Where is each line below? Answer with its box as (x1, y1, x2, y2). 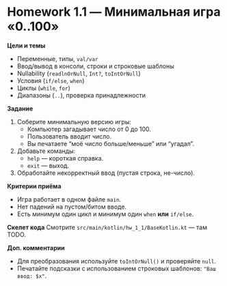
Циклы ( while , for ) (16, 84, 70, 92)
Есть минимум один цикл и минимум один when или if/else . (16, 210, 194, 218)
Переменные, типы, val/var (16, 54, 98, 62)
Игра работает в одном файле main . (16, 195, 122, 203)
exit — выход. (27, 161, 70, 169)
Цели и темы (7, 41, 46, 49)
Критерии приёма (7, 182, 62, 190)
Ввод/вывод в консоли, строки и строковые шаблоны (16, 62, 174, 70)
